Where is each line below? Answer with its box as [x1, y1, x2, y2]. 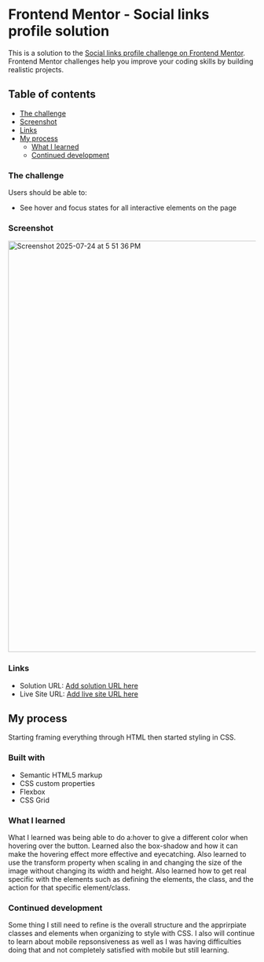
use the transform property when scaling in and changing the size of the [8, 858, 243, 868]
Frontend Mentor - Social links [8, 6, 210, 24]
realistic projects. [8, 64, 64, 74]
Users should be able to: [8, 188, 88, 197]
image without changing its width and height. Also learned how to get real [8, 866, 247, 876]
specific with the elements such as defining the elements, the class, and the [8, 875, 254, 884]
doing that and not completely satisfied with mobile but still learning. [8, 945, 229, 955]
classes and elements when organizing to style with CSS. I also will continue [8, 929, 255, 938]
